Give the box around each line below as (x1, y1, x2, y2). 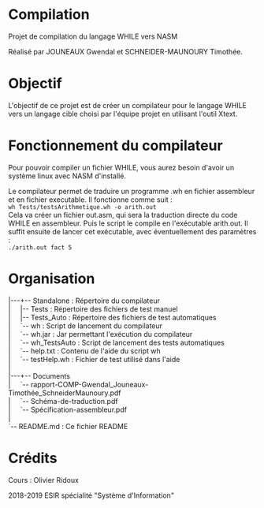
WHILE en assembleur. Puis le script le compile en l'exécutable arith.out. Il (8, 219, 248, 228)
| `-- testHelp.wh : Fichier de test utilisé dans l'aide (8, 354, 180, 364)
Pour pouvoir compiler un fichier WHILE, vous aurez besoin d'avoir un (8, 162, 235, 172)
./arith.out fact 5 (8, 243, 73, 252)
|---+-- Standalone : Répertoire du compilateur (8, 296, 160, 305)
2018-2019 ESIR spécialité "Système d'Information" (8, 491, 175, 500)
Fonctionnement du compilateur (8, 136, 223, 155)
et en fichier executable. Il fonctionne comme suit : (8, 195, 173, 204)
